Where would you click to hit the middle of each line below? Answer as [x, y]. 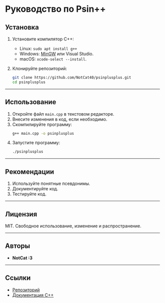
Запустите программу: [36, 143]
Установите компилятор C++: [43, 39]
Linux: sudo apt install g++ [48, 48]
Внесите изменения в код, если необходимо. [60, 119]
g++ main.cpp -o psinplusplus [43, 133]
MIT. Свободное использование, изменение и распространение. [73, 226]
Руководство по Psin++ [55, 9]
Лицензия [21, 214]
